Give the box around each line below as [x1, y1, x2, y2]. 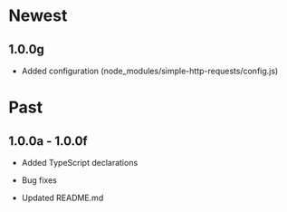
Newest [8, 5, 68, 26]
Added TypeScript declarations [21, 158, 139, 168]
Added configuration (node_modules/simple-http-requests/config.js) [21, 65, 279, 76]
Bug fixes [21, 175, 58, 186]
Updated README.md [21, 192, 104, 203]
